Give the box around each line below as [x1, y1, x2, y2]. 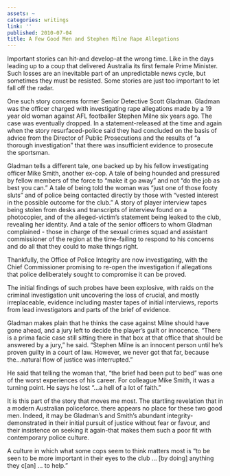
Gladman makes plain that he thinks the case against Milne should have [7, 319, 209, 327]
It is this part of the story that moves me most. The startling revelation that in [7, 397, 224, 405]
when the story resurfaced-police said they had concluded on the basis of [7, 127, 218, 135]
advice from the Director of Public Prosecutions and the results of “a [7, 134, 200, 142]
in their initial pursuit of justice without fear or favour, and [47, 419, 211, 427]
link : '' [7, 23, 32, 30]
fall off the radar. [7, 84, 54, 92]
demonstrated [7, 419, 47, 427]
